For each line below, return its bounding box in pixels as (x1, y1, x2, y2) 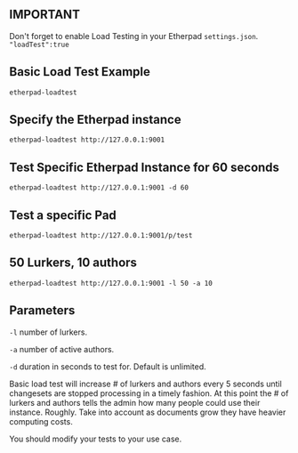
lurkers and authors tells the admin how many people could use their (9, 397, 261, 408)
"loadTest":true (9, 40, 69, 49)
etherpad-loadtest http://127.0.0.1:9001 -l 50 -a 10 (9, 279, 213, 287)
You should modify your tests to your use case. (9, 433, 182, 444)
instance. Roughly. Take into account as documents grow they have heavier (9, 407, 286, 417)
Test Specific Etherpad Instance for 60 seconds (9, 159, 280, 174)
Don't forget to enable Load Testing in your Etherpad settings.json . (9, 30, 259, 41)
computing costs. (9, 416, 73, 426)
